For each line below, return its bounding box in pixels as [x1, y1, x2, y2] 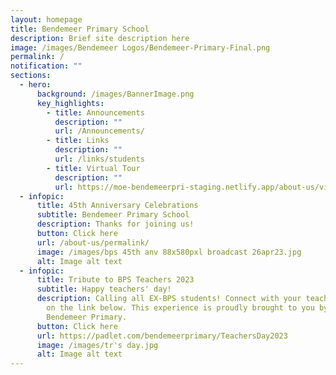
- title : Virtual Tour [46, 163, 141, 173]
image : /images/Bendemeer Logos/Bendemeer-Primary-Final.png [10, 42, 271, 53]
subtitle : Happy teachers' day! [36, 284, 172, 295]
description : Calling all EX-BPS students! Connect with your [36, 294, 302, 304]
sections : [10, 71, 52, 81]
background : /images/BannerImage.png [36, 89, 195, 99]
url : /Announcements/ [54, 126, 145, 136]
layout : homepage [10, 14, 83, 25]
